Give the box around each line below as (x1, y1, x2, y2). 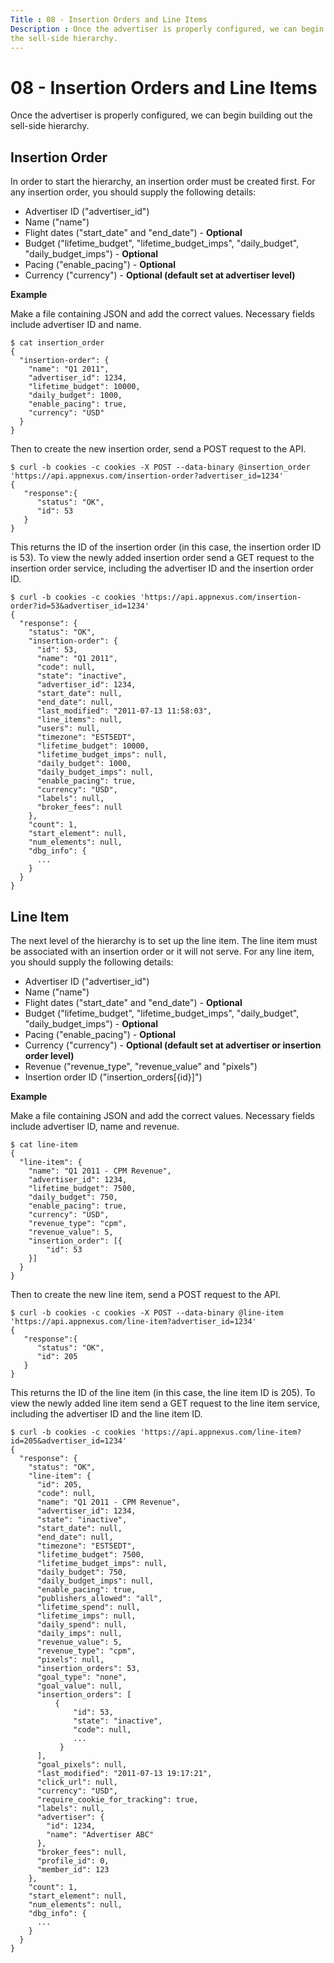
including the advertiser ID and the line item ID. (10, 1407, 203, 1420)
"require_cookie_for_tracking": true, (36, 1794, 199, 1805)
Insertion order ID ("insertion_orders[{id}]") (24, 1071, 203, 1083)
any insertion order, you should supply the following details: (10, 186, 257, 198)
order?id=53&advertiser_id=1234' (10, 601, 150, 611)
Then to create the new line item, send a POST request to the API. (10, 1288, 282, 1300)
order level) (24, 1049, 75, 1061)
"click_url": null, (36, 1777, 118, 1787)
